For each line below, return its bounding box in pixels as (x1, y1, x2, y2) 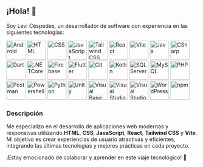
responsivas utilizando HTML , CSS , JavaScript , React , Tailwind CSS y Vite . (6, 129, 198, 137)
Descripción (6, 109, 44, 117)
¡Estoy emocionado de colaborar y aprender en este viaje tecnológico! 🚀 (6, 154, 187, 161)
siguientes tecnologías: (6, 28, 64, 36)
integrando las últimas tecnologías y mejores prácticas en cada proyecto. (6, 142, 190, 149)
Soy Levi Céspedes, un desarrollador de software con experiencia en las (6, 22, 188, 29)
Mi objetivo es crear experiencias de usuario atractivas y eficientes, (6, 136, 176, 143)
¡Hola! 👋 (6, 6, 37, 16)
